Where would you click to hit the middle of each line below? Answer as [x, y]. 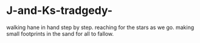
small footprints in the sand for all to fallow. [60, 33]
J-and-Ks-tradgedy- [60, 11]
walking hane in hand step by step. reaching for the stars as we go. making [100, 27]
